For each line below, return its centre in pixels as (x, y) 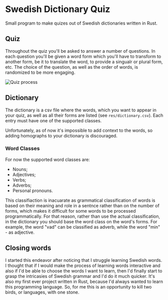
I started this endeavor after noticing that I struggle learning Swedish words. (84, 260)
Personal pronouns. (33, 190)
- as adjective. (20, 232)
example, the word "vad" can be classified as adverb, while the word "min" (83, 227)
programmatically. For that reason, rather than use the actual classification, (83, 216)
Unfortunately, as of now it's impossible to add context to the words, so (79, 130)
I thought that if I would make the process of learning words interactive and (83, 265)
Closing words (28, 248)
